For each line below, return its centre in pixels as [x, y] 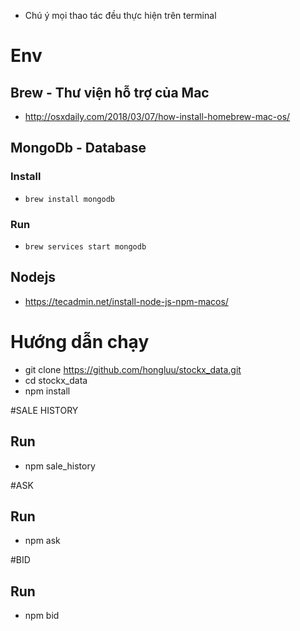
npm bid [42, 616]
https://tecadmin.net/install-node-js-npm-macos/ [126, 301]
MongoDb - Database [78, 148]
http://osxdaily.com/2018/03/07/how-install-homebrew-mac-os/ [157, 116]
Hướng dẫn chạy [80, 341]
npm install [47, 391]
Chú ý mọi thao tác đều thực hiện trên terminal [120, 15]
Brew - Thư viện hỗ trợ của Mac [110, 92]
